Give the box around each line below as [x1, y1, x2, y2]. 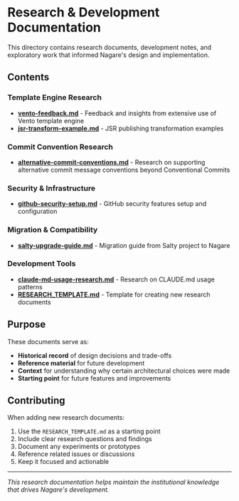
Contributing [7, 395, 65, 407]
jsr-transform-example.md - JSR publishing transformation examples [17, 124, 224, 133]
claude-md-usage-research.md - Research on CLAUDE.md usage [17, 275, 215, 284]
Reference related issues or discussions [17, 450, 135, 458]
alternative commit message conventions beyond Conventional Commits [17, 165, 230, 174]
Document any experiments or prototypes [17, 443, 141, 451]
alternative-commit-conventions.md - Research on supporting [17, 157, 206, 166]
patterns [17, 282, 43, 291]
